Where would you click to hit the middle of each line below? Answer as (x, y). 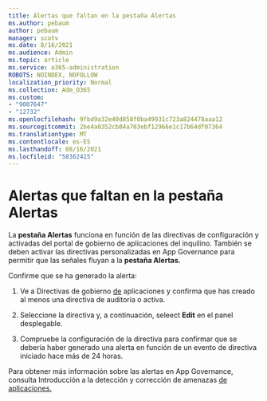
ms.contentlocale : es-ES (49, 142)
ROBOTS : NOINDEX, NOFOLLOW (53, 75)
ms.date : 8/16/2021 (41, 45)
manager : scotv (33, 38)
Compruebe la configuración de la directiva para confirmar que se (128, 339)
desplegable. (41, 324)
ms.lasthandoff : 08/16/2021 (55, 149)
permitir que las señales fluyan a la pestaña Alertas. (94, 261)
